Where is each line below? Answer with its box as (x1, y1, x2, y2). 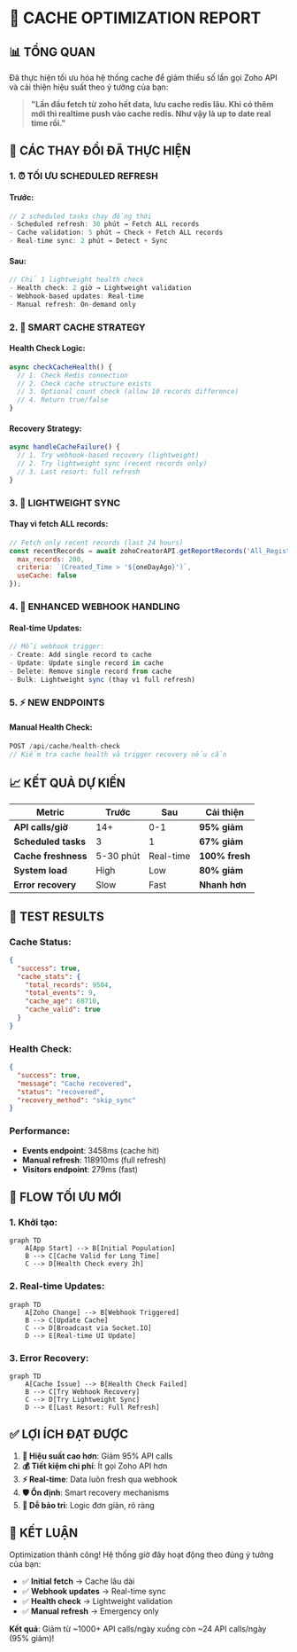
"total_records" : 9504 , (25, 980, 113, 990)
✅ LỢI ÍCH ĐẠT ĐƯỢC (9, 1427, 129, 1442)
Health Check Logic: (9, 343, 86, 354)
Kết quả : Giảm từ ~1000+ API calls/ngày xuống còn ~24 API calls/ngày (9, 1623, 267, 1634)
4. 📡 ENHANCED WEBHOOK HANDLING (9, 600, 181, 613)
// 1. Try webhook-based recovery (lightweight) (17, 451, 200, 460)
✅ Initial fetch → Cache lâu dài (21, 1576, 135, 1586)
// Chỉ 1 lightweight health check (9, 275, 144, 285)
